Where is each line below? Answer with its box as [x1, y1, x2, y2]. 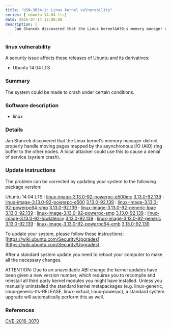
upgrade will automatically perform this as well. [5, 294, 104, 300]
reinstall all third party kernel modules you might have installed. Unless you [5, 277, 162, 284]
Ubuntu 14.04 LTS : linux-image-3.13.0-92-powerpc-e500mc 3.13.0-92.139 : [5, 193, 164, 199]
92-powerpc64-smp [5, 205, 48, 211]
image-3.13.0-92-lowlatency [5, 215, 65, 221]
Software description [5, 102, 59, 109]
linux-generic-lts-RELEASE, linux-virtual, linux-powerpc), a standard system [5, 288, 164, 294]
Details [5, 126, 23, 133]
